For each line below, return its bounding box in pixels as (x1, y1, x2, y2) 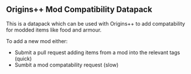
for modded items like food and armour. (6, 26, 102, 33)
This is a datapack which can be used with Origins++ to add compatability (6, 20, 186, 27)
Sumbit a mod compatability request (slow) (14, 61, 119, 68)
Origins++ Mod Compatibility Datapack (6, 5, 152, 15)
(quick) (14, 55, 32, 62)
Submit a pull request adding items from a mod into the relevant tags (14, 49, 180, 56)
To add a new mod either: (6, 37, 68, 44)
